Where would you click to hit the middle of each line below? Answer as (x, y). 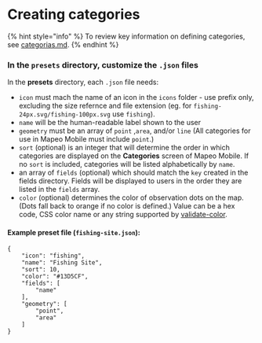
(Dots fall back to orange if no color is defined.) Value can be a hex (127, 206)
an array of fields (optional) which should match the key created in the (133, 173)
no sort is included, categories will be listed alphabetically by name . (127, 164)
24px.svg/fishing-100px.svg (64, 115)
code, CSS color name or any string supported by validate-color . (123, 215)
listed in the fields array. (59, 190)
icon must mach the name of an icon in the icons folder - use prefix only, (136, 98)
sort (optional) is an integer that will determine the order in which (124, 148)
